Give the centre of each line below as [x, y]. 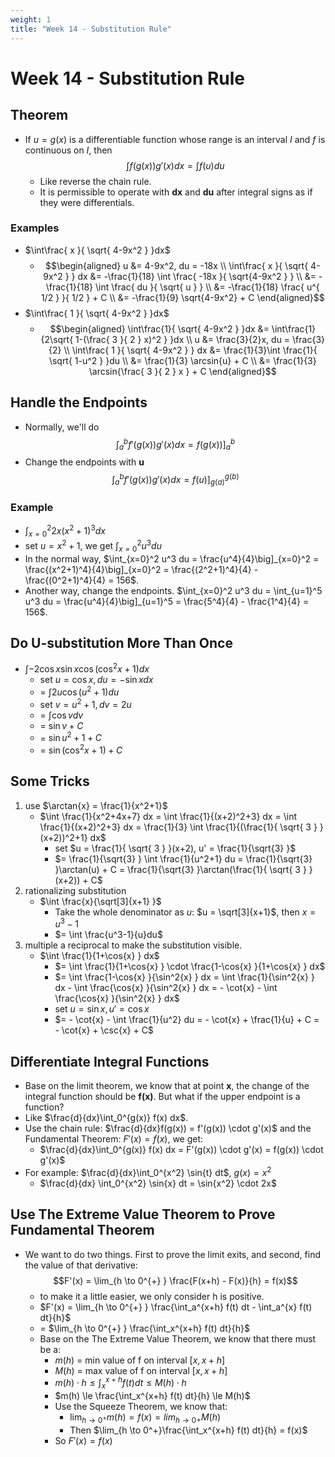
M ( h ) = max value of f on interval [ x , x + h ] [141, 1370]
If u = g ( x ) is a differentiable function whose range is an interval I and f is [175, 139]
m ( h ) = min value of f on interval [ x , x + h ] [140, 1360]
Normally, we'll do [62, 427]
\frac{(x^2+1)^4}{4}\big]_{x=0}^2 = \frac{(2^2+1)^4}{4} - [141, 569]
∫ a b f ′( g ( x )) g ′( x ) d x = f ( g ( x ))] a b [175, 444]
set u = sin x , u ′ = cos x [102, 1009]
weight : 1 [31, 19]
